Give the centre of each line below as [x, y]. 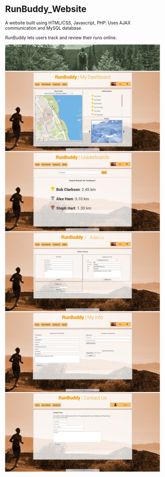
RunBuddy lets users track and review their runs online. [61, 38]
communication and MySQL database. [44, 28]
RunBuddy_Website [46, 9]
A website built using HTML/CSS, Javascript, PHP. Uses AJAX [68, 23]
